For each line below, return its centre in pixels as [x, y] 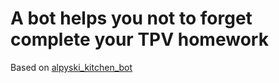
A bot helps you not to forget [131, 18]
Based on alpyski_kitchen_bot [71, 67]
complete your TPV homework [139, 39]
